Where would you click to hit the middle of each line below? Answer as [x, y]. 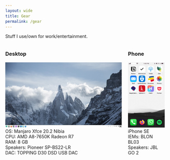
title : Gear [18, 16]
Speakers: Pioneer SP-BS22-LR [38, 147]
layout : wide [19, 11]
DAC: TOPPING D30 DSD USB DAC [42, 153]
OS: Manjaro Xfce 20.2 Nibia [35, 131]
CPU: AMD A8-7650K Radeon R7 [40, 137]
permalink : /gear [24, 21]
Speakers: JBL [143, 147]
